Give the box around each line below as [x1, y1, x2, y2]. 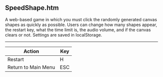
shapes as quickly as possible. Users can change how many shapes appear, [5, 22, 158, 27]
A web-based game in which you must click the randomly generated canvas [5, 16, 157, 22]
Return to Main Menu [7, 64, 55, 70]
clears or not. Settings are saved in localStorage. [5, 32, 102, 38]
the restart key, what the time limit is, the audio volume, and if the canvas [5, 26, 151, 33]
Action [23, 48, 39, 54]
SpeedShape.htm [5, 4, 59, 12]
